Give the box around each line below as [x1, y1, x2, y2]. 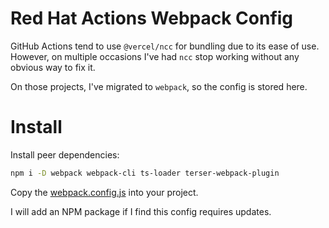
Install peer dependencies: [10, 148, 120, 161]
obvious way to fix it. [10, 61, 96, 73]
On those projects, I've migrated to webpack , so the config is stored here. [10, 80, 308, 92]
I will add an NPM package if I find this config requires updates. [10, 205, 272, 217]
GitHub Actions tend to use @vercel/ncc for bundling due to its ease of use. [10, 40, 320, 52]
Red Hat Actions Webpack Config [10, 7, 294, 30]
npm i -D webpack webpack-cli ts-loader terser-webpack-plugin [10, 168, 280, 178]
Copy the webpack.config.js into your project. [10, 186, 199, 198]
